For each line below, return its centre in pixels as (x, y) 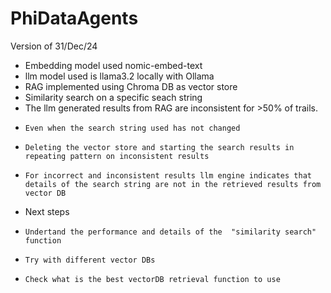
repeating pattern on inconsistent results (117, 156)
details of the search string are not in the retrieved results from (173, 184)
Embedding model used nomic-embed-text (113, 65)
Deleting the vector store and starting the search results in (159, 147)
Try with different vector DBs (90, 260)
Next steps (47, 211)
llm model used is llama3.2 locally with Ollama (119, 76)
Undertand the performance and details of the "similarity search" (170, 232)
